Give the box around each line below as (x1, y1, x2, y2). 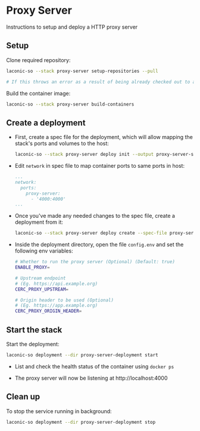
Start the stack (6, 325, 62, 335)
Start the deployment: (6, 341, 60, 347)
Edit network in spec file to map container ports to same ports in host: (14, 162, 185, 170)
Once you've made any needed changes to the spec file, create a (14, 213, 176, 220)
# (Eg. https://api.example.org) (14, 281, 98, 287)
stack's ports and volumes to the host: (14, 140, 109, 147)
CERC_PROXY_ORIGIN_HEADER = (14, 308, 82, 314)
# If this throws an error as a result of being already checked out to (6, 79, 190, 85)
